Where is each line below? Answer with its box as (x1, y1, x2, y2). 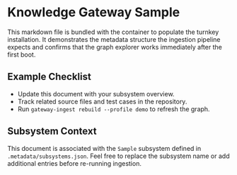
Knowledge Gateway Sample (7, 4, 180, 21)
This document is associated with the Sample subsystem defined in (7, 144, 202, 152)
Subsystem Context (7, 125, 97, 137)
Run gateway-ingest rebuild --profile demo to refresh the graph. (17, 104, 210, 113)
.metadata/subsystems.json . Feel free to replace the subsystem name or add (7, 152, 230, 160)
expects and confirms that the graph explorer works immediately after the (7, 43, 223, 51)
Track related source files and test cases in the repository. (17, 97, 187, 106)
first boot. (7, 50, 36, 59)
